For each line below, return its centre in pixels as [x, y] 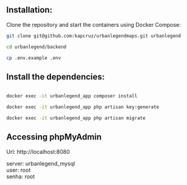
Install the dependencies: [56, 76]
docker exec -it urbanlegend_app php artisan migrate [76, 118]
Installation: [30, 10]
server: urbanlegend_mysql [41, 163]
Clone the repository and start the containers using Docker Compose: [94, 24]
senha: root [21, 176]
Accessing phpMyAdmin [54, 137]
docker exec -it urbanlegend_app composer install [72, 96]
